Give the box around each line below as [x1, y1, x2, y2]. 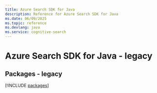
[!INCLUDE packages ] [5, 83, 49, 88]
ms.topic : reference [5, 20, 47, 26]
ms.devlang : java [5, 25, 40, 30]
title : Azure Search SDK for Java [5, 7, 75, 12]
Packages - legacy [5, 70, 62, 78]
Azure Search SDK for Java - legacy [5, 50, 153, 62]
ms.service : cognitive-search [5, 30, 67, 34]
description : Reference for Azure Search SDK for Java [5, 12, 119, 16]
